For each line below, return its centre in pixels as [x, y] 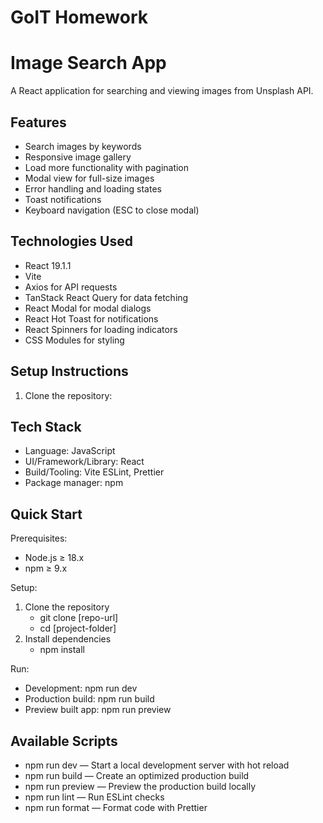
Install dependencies [68, 639]
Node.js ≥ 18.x [54, 558]
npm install [62, 650]
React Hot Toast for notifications [91, 318]
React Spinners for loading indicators [101, 329]
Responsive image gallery [78, 157]
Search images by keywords [83, 146]
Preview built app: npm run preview [98, 710]
